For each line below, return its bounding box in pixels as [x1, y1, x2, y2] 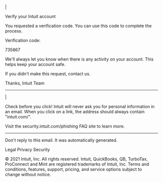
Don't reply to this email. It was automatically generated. [5, 137, 118, 143]
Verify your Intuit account [5, 14, 56, 19]
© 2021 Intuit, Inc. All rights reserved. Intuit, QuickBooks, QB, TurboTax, [5, 156, 148, 162]
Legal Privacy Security [5, 147, 50, 152]
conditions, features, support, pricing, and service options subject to [5, 166, 142, 172]
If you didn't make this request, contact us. [5, 71, 91, 77]
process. [5, 28, 23, 33]
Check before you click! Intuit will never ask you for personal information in [5, 104, 155, 109]
